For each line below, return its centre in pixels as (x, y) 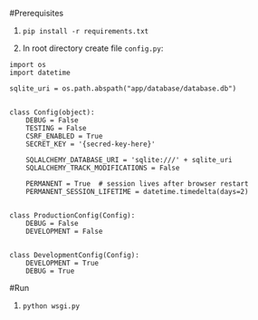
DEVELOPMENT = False (64, 231)
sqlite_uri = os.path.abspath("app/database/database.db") (123, 89)
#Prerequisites (37, 13)
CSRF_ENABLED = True (64, 136)
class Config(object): (52, 112)
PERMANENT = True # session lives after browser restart (137, 184)
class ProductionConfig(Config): (72, 216)
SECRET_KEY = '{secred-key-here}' (91, 144)
